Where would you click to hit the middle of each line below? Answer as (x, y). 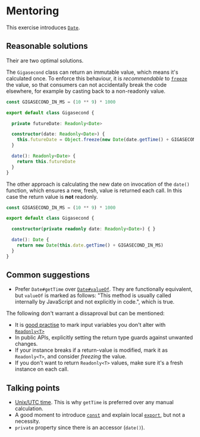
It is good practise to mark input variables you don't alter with (90, 325)
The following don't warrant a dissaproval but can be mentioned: (85, 313)
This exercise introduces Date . (43, 27)
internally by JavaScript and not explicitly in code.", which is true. (94, 302)
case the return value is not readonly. (52, 196)
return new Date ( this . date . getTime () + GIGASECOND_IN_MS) (90, 245)
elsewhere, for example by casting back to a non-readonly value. (86, 91)
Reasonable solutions (47, 46)
